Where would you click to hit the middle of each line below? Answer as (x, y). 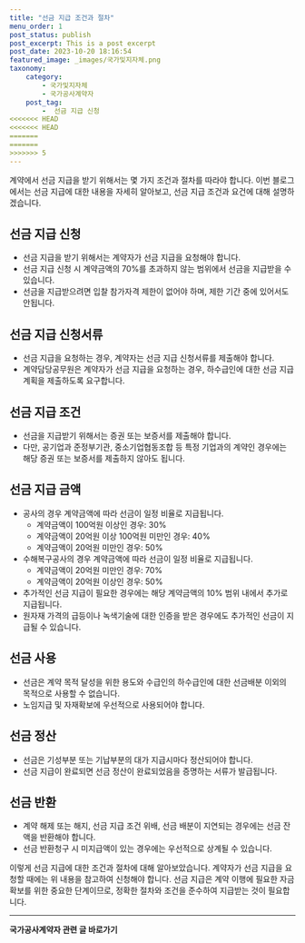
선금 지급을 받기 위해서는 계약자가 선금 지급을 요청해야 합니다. (132, 258)
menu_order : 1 (36, 26)
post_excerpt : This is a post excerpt (83, 43)
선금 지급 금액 (45, 490)
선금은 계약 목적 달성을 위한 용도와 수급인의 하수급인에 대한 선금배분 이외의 (155, 681)
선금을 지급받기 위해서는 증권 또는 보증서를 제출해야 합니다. (127, 436)
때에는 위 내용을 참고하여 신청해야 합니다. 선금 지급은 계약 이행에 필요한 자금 (160, 879)
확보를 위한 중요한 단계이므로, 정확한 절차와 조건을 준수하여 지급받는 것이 (138, 890)
